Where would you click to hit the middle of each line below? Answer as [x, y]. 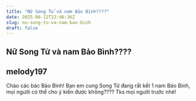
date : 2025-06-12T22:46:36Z [41, 17]
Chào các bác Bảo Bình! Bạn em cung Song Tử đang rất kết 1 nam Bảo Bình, [98, 86]
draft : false [22, 28]
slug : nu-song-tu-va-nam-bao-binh [49, 22]
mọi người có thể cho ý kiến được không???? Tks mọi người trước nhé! [91, 92]
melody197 [27, 72]
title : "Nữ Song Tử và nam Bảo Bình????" [58, 11]
